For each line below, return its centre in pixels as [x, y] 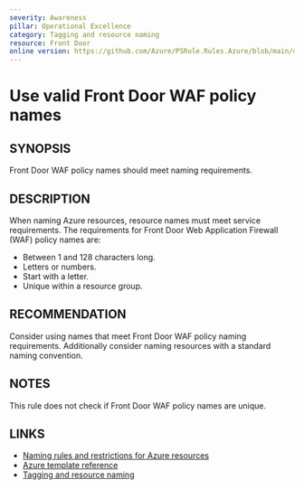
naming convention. [46, 355]
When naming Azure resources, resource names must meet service [135, 220]
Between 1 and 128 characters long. [89, 257]
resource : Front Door [50, 43]
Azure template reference [70, 465]
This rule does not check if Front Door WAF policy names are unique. [138, 405]
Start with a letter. [55, 276]
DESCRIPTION [50, 198]
